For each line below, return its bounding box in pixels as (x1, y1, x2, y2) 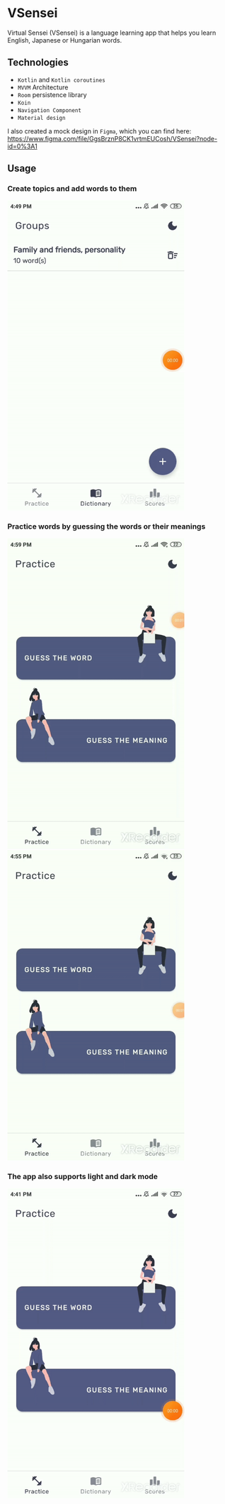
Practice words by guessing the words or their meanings (7, 521, 206, 531)
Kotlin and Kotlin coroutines (17, 75, 106, 84)
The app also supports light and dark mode (7, 1171, 158, 1181)
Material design (17, 114, 66, 121)
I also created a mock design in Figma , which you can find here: (7, 126, 192, 136)
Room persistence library (17, 90, 87, 99)
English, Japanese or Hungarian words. (7, 35, 122, 44)
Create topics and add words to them (7, 184, 137, 194)
